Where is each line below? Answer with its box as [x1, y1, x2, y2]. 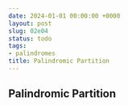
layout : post [8, 19, 52, 28]
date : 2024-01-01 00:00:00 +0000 [8, 11, 121, 20]
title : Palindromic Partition [8, 57, 110, 66]
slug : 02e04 [8, 27, 48, 35]
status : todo [8, 34, 52, 43]
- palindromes [8, 49, 56, 57]
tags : [8, 42, 27, 50]
